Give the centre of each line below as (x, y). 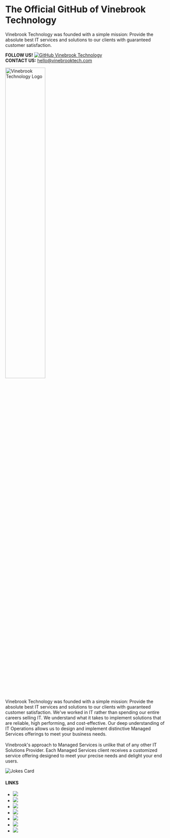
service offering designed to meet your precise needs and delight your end (84, 755)
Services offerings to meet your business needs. (56, 734)
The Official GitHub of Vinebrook (76, 9)
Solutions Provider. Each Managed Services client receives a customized (81, 750)
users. (12, 761)
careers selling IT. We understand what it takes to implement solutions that (83, 718)
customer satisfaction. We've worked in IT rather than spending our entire (82, 712)
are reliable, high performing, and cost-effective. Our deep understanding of (85, 723)
